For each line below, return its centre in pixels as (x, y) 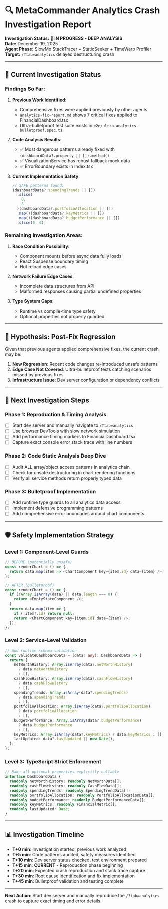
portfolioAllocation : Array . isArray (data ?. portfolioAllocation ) (82, 707)
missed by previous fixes (38, 374)
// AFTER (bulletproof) (30, 585)
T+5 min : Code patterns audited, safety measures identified (74, 854)
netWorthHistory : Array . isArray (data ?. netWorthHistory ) (74, 665)
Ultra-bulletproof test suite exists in (56, 125)
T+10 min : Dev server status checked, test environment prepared (80, 860)
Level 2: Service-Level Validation (46, 640)
